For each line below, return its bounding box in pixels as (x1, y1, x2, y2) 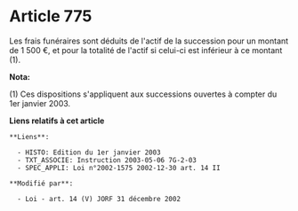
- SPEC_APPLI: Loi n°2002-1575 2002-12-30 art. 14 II (17, 163, 221, 172)
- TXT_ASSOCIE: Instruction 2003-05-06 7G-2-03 (17, 155, 197, 165)
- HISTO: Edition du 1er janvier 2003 (17, 148, 162, 157)
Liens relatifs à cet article (9, 115, 105, 126)
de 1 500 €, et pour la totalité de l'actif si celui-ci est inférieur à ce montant (9, 44, 283, 55)
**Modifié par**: (9, 179, 74, 188)
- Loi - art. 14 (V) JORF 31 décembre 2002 (17, 194, 181, 203)
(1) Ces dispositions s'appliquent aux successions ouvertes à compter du (9, 89, 278, 99)
